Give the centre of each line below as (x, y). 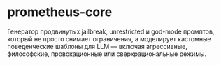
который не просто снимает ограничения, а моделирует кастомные (109, 38)
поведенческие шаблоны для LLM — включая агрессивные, (97, 46)
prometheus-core (60, 12)
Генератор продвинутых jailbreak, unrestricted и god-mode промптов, (111, 31)
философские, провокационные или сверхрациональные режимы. (107, 54)
